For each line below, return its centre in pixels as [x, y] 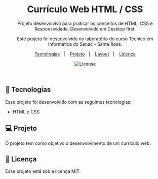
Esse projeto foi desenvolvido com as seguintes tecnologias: [68, 102]
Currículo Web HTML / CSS [85, 9]
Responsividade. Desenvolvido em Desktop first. [85, 28]
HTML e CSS [26, 112]
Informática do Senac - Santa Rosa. [85, 44]
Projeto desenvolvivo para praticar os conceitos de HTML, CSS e [85, 23]
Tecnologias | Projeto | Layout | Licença [85, 54]
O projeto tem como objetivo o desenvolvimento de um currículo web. [78, 143]
